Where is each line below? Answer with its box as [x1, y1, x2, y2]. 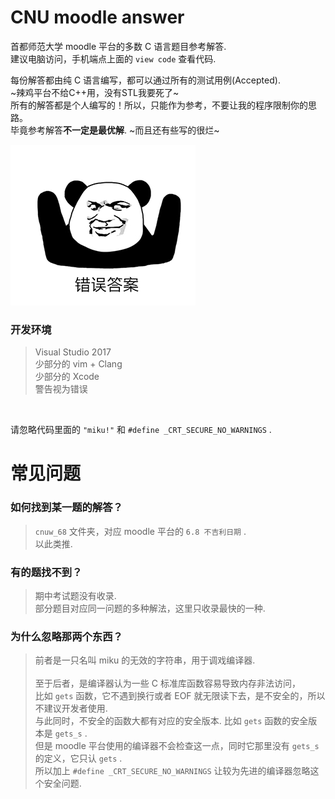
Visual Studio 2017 [34, 346, 112, 358]
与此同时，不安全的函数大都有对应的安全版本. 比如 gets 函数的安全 [34, 715, 309, 727]
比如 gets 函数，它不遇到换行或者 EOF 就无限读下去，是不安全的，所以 [34, 690, 326, 702]
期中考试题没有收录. [34, 590, 117, 602]
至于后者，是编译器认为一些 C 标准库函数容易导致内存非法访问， [34, 677, 301, 690]
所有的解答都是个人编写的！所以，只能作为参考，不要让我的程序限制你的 [10, 99, 308, 111]
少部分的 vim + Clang [34, 358, 123, 370]
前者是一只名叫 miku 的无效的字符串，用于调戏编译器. [34, 654, 256, 666]
